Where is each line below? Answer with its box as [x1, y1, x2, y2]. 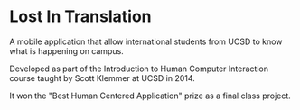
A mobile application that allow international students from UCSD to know [9, 36, 283, 47]
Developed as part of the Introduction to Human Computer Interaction [9, 63, 269, 74]
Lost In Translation [9, 6, 152, 27]
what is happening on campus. [9, 45, 124, 56]
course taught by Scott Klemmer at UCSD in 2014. [9, 72, 196, 83]
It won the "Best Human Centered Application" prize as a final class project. [9, 90, 291, 101]
